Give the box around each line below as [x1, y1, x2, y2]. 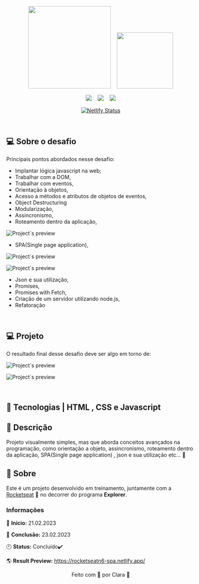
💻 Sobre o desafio [6, 137, 77, 147]
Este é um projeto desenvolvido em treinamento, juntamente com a [6, 485, 172, 492]
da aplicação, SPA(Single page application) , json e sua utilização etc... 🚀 [6, 451, 186, 458]
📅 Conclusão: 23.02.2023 [6, 531, 71, 538]
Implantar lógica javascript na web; [14, 167, 102, 174]
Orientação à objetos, [14, 186, 69, 193]
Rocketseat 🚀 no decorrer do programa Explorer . [6, 491, 127, 498]
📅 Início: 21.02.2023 [6, 519, 56, 526]
